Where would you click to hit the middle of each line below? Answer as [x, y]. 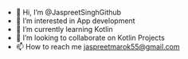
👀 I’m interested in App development [75, 21]
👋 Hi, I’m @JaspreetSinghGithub [69, 12]
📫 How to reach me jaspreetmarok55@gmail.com [98, 47]
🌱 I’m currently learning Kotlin [64, 29]
